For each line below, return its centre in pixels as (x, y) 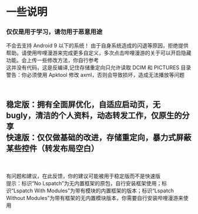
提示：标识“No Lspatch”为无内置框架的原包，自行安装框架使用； (84, 184)
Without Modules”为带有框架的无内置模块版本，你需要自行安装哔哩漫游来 (95, 198)
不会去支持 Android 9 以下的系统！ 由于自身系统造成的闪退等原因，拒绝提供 (98, 46)
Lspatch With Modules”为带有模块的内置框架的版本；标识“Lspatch (94, 191)
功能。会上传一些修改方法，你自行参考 (52, 60)
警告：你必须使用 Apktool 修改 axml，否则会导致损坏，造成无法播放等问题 (95, 75)
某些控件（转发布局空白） (52, 148)
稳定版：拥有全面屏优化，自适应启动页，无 (83, 104)
